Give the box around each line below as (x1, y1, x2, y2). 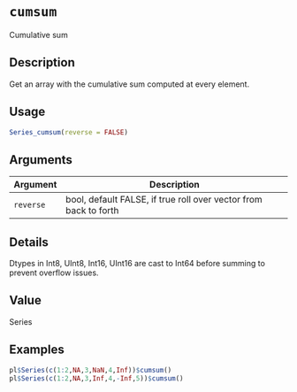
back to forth (65, 204, 119, 217)
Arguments (9, 152, 73, 167)
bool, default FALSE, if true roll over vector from (65, 194, 263, 206)
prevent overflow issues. (9, 267, 99, 278)
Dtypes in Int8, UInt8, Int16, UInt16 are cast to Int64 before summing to (9, 258, 265, 269)
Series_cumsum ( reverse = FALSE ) (9, 127, 128, 136)
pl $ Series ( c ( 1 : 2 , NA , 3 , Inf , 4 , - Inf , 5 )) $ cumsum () (9, 373, 184, 383)
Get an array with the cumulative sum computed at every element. (9, 79, 250, 89)
